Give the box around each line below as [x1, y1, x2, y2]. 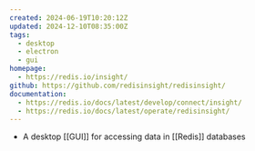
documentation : [9, 89, 67, 98]
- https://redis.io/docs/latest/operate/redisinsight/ [17, 106, 230, 116]
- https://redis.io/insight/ [17, 73, 128, 82]
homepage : [9, 65, 47, 74]
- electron [17, 47, 59, 56]
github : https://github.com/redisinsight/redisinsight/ [9, 81, 226, 90]
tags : [9, 30, 30, 39]
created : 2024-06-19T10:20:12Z [9, 13, 128, 23]
